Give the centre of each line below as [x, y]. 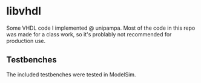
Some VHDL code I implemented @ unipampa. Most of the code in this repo [101, 28]
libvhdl [24, 11]
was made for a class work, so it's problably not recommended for [89, 34]
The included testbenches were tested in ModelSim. [71, 75]
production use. [26, 41]
